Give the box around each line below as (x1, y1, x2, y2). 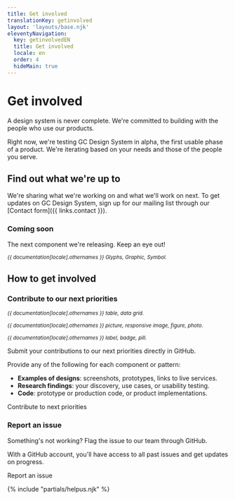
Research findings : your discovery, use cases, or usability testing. (17, 382, 210, 390)
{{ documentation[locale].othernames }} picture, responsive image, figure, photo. (7, 322, 203, 330)
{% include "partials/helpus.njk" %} (7, 485, 110, 493)
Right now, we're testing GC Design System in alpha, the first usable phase (7, 137, 223, 146)
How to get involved (7, 273, 97, 285)
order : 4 (13, 56, 39, 63)
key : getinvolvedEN (13, 37, 71, 44)
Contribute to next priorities (7, 403, 88, 411)
